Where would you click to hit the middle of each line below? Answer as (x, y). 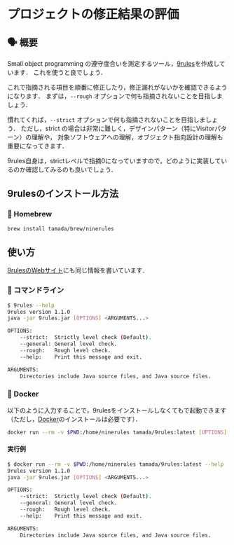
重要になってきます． (38, 146)
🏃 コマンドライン (36, 290)
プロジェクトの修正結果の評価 (94, 14)
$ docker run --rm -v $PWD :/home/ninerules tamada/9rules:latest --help (116, 464)
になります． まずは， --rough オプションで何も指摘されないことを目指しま (115, 96)
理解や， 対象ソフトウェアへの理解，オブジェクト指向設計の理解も (127, 137)
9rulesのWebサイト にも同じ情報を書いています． (78, 270)
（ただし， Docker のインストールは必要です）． (75, 419)
